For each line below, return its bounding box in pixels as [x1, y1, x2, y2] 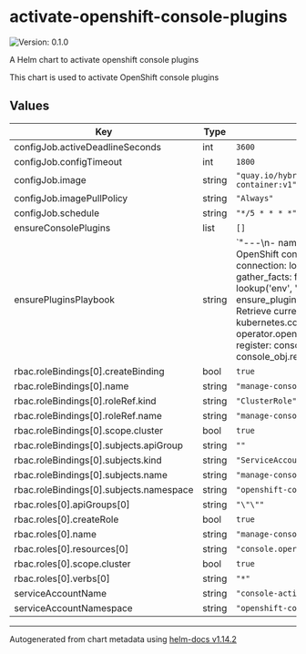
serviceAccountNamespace [14, 601, 134, 614]
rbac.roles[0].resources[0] [14, 542, 129, 555]
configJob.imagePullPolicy [14, 191, 128, 204]
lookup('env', [236, 281, 293, 294]
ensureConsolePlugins [14, 221, 111, 234]
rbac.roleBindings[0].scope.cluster [14, 424, 164, 436]
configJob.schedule [14, 207, 100, 220]
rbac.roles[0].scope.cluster [14, 557, 131, 570]
